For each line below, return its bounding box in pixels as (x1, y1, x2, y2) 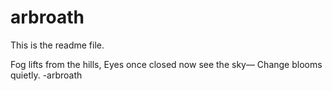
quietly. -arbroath (10, 69, 83, 81)
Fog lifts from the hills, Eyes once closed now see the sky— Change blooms (10, 58, 323, 70)
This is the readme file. (10, 39, 105, 51)
